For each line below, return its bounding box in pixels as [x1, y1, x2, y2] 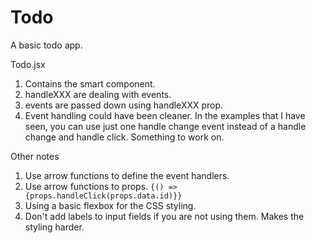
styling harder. [24, 221, 85, 233]
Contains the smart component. [24, 77, 156, 90]
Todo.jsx [10, 58, 46, 70]
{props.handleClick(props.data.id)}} [24, 191, 183, 201]
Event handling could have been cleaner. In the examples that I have [24, 109, 306, 121]
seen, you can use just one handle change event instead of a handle [24, 120, 307, 132]
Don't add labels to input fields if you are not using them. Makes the [24, 210, 305, 222]
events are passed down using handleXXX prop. [24, 99, 224, 111]
